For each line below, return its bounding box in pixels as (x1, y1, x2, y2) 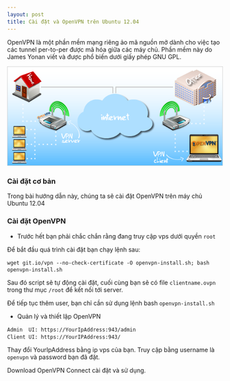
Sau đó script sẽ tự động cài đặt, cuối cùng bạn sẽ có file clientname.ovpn (7, 278, 216, 286)
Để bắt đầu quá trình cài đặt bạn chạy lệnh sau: (7, 245, 141, 254)
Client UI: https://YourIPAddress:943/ (7, 333, 121, 341)
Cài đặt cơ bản (7, 177, 56, 186)
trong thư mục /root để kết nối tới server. (7, 285, 123, 294)
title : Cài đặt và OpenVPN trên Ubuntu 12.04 (7, 18, 139, 25)
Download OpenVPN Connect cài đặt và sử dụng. (7, 367, 146, 375)
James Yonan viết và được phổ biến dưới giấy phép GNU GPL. (7, 52, 181, 61)
